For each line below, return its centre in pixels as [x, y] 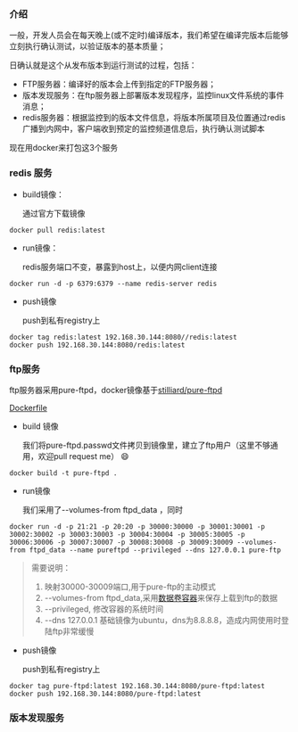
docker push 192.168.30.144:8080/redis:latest [97, 345]
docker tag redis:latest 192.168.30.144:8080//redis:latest [124, 337]
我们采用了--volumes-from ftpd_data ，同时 [103, 509]
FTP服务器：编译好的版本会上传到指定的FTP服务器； [119, 84]
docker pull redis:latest [57, 230]
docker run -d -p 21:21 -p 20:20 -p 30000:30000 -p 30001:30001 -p [137, 526]
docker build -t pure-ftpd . [63, 473]
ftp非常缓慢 [73, 631]
